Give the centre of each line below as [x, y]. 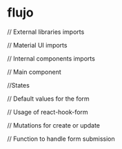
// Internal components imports [51, 58]
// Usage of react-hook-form [48, 112]
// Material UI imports [37, 45]
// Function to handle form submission [61, 139]
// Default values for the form [48, 99]
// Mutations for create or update [54, 125]
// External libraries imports [46, 32]
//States [18, 85]
